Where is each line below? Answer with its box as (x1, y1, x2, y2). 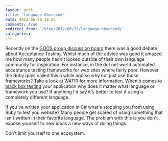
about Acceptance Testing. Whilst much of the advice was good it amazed (5, 51, 162, 57)
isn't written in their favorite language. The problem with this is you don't (5, 115, 158, 121)
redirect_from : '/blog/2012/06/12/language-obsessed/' (5, 27, 125, 32)
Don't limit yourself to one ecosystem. (5, 130, 85, 136)
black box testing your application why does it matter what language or (5, 83, 155, 89)
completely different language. (5, 94, 70, 100)
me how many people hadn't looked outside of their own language (5, 56, 145, 62)
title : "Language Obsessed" (5, 12, 65, 17)
